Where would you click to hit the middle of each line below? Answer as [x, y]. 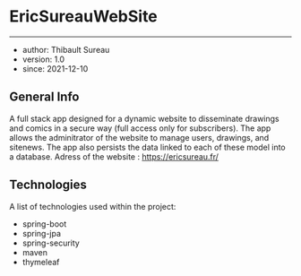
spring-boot [44, 224]
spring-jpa [41, 233]
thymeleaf [41, 262]
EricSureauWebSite [84, 17]
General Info [44, 97]
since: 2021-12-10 [55, 68]
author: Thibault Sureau [66, 49]
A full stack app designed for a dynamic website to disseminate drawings [144, 118]
